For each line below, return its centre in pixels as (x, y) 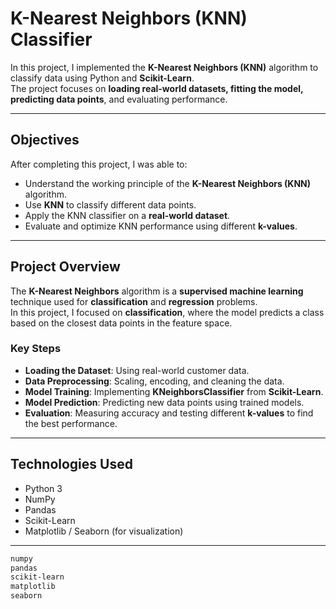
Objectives (45, 140)
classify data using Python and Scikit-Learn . (102, 78)
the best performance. (71, 423)
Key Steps (36, 349)
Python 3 (43, 488)
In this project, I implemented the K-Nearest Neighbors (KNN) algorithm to (164, 67)
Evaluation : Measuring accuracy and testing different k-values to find (169, 413)
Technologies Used (71, 464)
